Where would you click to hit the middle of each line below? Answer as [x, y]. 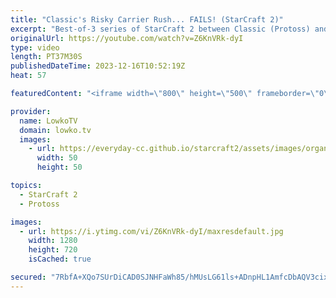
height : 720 [53, 250]
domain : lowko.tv [55, 130]
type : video [35, 47]
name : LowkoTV [48, 121]
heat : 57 [28, 76]
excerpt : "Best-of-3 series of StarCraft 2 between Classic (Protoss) [160, 29]
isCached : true [60, 259]
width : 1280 [53, 241]
